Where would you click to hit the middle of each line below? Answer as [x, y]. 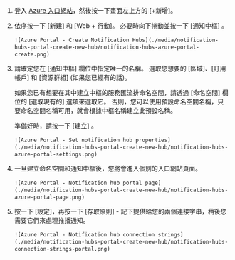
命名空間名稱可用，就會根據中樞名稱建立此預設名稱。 [98, 110]
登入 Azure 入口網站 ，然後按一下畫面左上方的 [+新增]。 [95, 10]
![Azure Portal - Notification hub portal [78, 183]
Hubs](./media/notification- [175, 40]
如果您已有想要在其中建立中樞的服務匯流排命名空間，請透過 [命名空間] [117, 92]
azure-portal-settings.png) [56, 154]
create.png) [32, 54]
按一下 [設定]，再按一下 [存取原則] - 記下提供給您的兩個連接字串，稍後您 [120, 211]
